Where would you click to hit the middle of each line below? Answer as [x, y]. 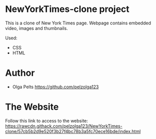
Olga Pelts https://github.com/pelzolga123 [55, 87]
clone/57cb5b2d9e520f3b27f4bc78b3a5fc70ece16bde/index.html [73, 131]
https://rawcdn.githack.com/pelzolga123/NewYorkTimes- [64, 126]
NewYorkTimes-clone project [67, 9]
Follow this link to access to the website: [47, 121]
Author [20, 73]
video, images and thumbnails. [37, 28]
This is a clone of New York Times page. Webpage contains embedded [78, 23]
